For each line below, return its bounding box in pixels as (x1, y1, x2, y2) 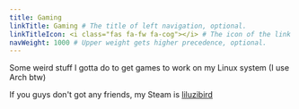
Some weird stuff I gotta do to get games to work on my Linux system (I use (9, 63, 290, 73)
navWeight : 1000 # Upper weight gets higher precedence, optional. (9, 38, 268, 47)
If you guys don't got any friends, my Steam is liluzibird (9, 89, 214, 100)
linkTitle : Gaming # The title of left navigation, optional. (9, 21, 247, 30)
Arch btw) (9, 72, 47, 83)
